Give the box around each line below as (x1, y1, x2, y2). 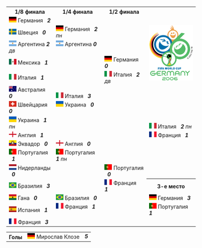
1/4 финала (62, 8, 93, 15)
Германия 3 (158, 194, 191, 202)
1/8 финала (14, 8, 45, 15)
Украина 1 (17, 116, 47, 123)
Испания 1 (17, 206, 48, 214)
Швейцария (17, 101, 48, 108)
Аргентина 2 (17, 40, 50, 48)
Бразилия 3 (17, 182, 50, 190)
